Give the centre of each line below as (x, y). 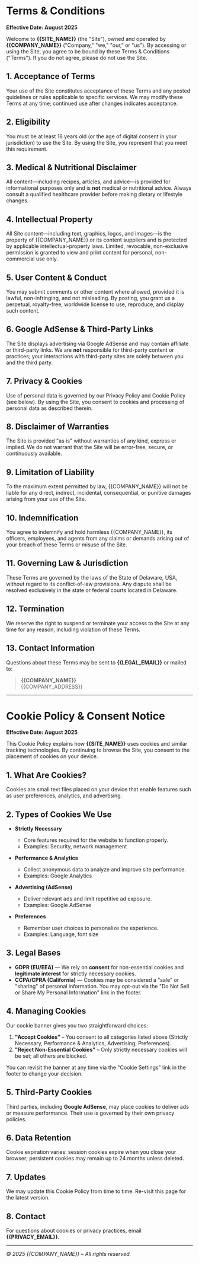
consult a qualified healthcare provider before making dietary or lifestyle (94, 195)
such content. (23, 311)
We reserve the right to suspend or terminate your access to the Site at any (98, 623)
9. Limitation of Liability (50, 472)
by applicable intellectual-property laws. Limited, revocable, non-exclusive (97, 246)
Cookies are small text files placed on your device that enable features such (99, 790)
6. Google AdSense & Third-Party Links (80, 330)
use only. (47, 259)
